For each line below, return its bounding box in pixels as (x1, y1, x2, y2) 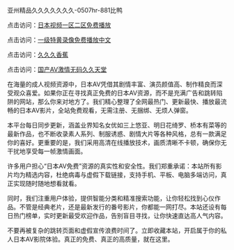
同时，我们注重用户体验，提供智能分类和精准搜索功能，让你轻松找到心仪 (7, 194, 214, 202)
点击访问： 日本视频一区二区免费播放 (7, 21, 111, 29)
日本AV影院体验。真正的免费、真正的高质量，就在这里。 (13, 235, 174, 243)
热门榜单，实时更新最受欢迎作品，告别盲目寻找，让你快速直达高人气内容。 (13, 212, 227, 219)
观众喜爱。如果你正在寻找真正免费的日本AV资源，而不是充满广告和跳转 (13, 89, 217, 97)
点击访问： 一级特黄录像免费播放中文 (7, 36, 111, 44)
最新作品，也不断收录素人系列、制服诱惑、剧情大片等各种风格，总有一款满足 (7, 130, 227, 138)
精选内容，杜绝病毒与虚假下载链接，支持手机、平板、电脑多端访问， (25, 171, 221, 179)
